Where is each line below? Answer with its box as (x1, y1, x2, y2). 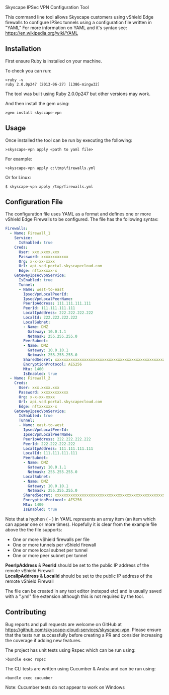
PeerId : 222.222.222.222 (23, 441, 75, 446)
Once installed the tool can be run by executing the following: (5, 137, 132, 143)
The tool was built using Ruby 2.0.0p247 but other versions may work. (5, 91, 151, 97)
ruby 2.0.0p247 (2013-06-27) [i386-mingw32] (5, 82, 100, 87)
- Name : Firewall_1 (10, 231, 51, 236)
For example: (5, 156, 33, 162)
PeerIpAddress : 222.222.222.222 (23, 436, 92, 442)
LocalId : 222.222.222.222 (23, 315, 78, 320)
